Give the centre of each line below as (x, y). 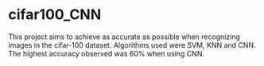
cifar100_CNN (55, 15)
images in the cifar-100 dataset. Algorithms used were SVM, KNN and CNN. (132, 45)
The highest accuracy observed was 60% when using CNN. (107, 53)
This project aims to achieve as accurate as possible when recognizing (124, 37)
